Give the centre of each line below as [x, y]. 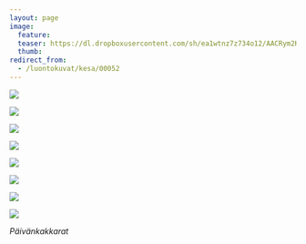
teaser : [32, 43]
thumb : [30, 52]
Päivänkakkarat [39, 231]
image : [22, 26]
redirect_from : [38, 60]
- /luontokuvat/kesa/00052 [69, 69]
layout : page [34, 18]
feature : [34, 35]
